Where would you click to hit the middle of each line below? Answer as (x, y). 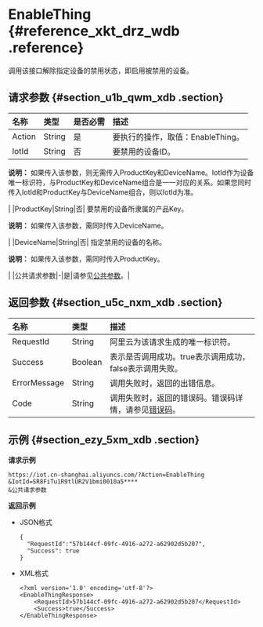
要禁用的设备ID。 (144, 151)
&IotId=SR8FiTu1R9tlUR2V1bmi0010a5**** (73, 482)
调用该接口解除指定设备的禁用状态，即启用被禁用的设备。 (101, 70)
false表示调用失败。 (146, 368)
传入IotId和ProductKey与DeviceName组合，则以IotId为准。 (103, 192)
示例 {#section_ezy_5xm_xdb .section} (104, 440)
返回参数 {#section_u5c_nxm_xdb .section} (115, 303)
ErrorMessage (38, 382)
